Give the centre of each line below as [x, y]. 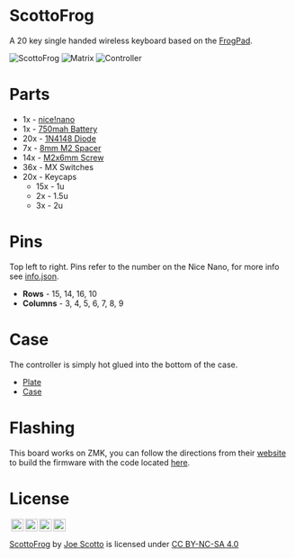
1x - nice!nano [49, 119]
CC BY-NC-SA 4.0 [205, 544]
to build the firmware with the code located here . [100, 462]
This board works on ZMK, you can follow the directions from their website [147, 453]
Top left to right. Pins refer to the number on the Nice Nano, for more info [145, 266]
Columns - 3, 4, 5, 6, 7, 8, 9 [73, 303]
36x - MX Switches [58, 166]
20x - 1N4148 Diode [59, 138]
